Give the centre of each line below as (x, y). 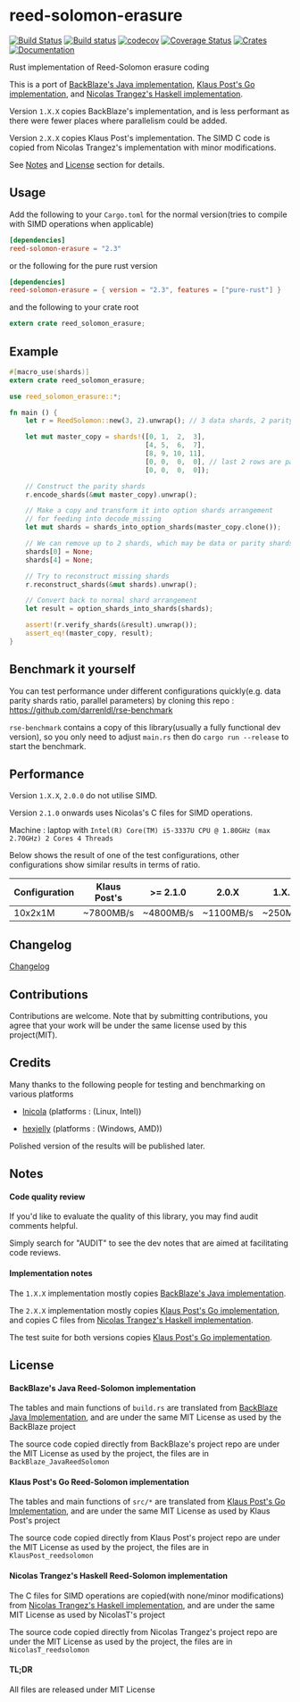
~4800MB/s (168, 914)
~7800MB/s (109, 914)
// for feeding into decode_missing (94, 519)
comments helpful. (44, 1226)
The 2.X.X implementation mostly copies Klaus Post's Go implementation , (144, 1310)
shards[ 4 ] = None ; (59, 560)
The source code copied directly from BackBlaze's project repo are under (145, 1444)
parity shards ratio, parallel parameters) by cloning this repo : (122, 700)
